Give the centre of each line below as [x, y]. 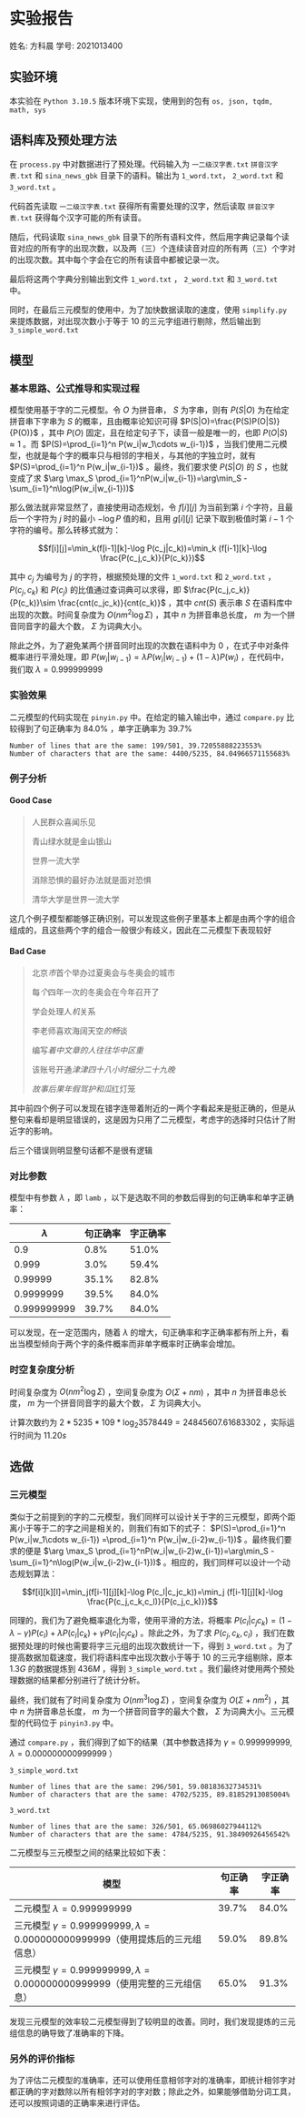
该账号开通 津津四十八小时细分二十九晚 [103, 1069]
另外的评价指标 [42, 2059]
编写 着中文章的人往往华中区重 [87, 1050]
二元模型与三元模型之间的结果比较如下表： [89, 1852]
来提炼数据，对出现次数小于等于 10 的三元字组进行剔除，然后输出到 [135, 321]
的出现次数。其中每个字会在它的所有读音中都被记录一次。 [117, 260]
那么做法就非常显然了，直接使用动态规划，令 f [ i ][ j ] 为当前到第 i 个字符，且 [148, 507]
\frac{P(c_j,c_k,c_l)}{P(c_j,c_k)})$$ [152, 1601]
